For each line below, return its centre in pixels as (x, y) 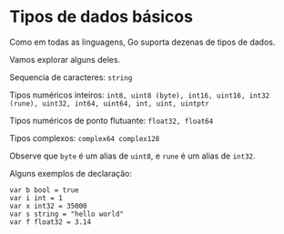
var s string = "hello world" (67, 214)
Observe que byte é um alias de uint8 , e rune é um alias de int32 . (133, 156)
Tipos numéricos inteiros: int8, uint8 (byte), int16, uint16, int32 (140, 95)
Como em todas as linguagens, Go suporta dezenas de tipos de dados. (142, 42)
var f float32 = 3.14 (51, 222)
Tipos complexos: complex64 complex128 (85, 137)
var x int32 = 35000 (49, 206)
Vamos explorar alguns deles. (65, 59)
